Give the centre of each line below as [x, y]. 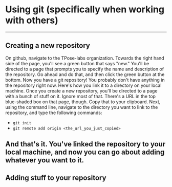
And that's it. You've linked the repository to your [85, 144]
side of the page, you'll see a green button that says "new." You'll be [77, 63]
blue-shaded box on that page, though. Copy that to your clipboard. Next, [83, 102]
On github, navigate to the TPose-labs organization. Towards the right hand [85, 58]
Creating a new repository [48, 45]
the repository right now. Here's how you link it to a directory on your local [83, 85]
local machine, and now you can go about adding [85, 152]
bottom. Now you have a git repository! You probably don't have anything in [85, 80]
